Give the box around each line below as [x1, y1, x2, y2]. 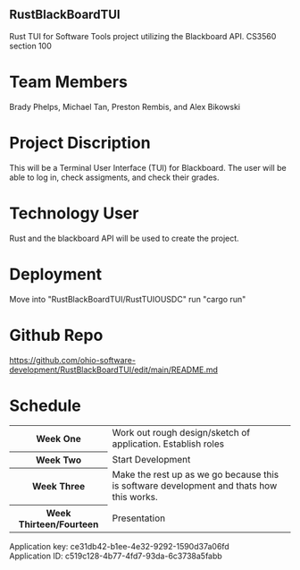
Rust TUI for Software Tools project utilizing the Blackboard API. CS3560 [9, 30, 277, 41]
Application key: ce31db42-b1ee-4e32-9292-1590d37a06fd [9, 540, 229, 551]
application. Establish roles [112, 438, 225, 450]
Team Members [9, 72, 128, 92]
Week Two [35, 454, 82, 466]
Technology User [9, 203, 139, 223]
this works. [112, 491, 158, 504]
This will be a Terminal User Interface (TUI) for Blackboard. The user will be [9, 162, 287, 173]
